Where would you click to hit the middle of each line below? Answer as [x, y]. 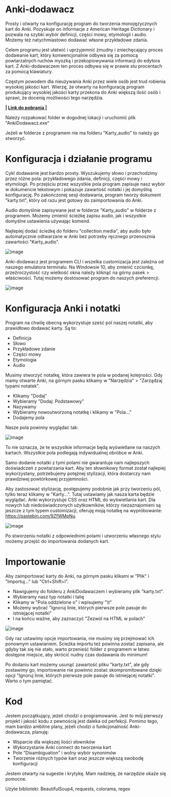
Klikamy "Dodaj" [30, 396]
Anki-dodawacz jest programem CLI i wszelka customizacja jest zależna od [85, 261]
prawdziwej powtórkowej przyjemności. [47, 479]
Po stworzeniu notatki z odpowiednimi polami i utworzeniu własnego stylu [83, 536]
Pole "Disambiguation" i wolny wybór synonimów [64, 753]
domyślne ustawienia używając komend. [48, 221]
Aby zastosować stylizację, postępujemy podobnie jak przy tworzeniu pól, [83, 489]
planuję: [41, 732]
